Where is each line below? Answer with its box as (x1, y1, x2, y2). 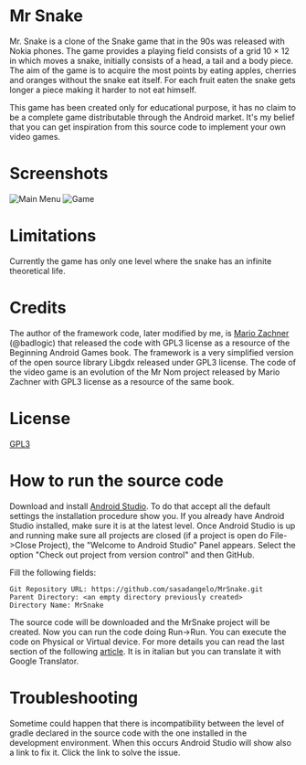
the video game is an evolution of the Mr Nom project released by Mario (9, 367, 280, 377)
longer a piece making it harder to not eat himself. (9, 84, 196, 95)
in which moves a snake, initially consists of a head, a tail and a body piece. (9, 55, 294, 66)
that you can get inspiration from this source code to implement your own (9, 121, 286, 133)
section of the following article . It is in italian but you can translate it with (9, 645, 281, 656)
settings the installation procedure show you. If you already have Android (9, 510, 285, 521)
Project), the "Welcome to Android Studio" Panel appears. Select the (37, 539, 296, 550)
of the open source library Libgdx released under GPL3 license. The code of (9, 356, 297, 367)
